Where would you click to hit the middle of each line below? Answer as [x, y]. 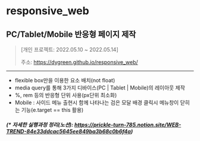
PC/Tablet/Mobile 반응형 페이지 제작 [71, 34]
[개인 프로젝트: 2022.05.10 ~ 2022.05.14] [70, 49]
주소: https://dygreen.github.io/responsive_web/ [79, 62]
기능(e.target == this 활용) [52, 110]
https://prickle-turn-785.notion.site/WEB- [128, 124]
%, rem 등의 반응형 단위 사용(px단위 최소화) [66, 95]
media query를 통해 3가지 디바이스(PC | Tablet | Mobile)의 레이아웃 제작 [100, 88]
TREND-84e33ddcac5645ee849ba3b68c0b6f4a [68, 131]
